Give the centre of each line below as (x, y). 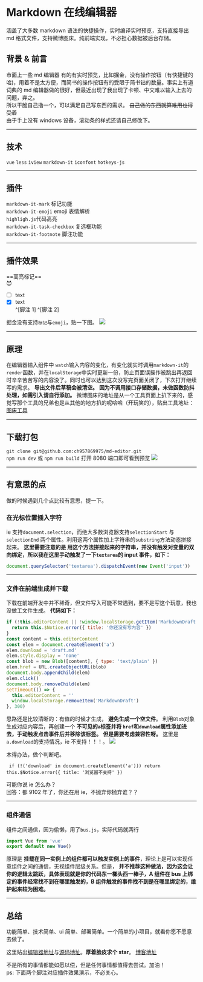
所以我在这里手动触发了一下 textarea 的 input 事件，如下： (99, 555)
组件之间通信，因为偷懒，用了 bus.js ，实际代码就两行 (72, 829)
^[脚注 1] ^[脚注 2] (37, 309)
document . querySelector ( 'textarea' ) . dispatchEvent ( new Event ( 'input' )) (98, 567)
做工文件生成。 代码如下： (44, 611)
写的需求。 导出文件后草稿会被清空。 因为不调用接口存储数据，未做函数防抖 (100, 388)
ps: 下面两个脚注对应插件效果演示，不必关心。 (64, 973)
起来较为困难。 (30, 889)
